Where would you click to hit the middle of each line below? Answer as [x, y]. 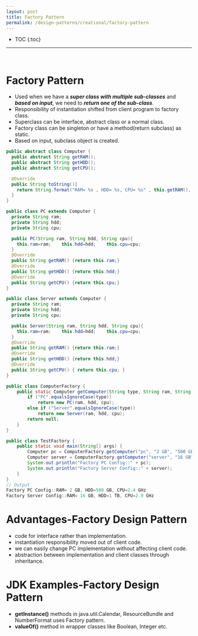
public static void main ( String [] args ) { [70, 446]
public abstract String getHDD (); [54, 163]
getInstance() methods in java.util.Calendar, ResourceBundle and [94, 614]
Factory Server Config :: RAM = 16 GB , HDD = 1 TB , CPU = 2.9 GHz [80, 496]
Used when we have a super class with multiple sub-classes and [95, 97]
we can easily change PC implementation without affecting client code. [101, 548]
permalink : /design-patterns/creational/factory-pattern [77, 22]
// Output [18, 485]
